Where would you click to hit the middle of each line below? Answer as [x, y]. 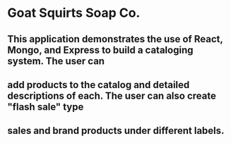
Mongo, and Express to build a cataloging [100, 50]
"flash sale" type [46, 107]
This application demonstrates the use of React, [115, 39]
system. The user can [56, 61]
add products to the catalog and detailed [99, 85]
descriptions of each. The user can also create [112, 95]
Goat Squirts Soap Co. [74, 13]
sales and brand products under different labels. [116, 131]
